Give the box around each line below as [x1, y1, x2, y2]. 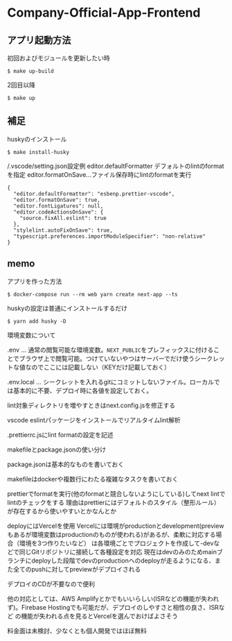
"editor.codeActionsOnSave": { [13, 208, 104, 216]
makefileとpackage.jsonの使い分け [7, 445, 107, 454]
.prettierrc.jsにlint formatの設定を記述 [7, 430, 114, 438]
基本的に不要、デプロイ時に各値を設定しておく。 [12, 386, 153, 395]
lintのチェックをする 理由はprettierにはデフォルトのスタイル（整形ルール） [7, 498, 220, 506]
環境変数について [7, 331, 56, 339]
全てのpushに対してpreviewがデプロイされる [12, 565, 141, 573]
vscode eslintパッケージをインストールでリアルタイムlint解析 [7, 416, 181, 424]
